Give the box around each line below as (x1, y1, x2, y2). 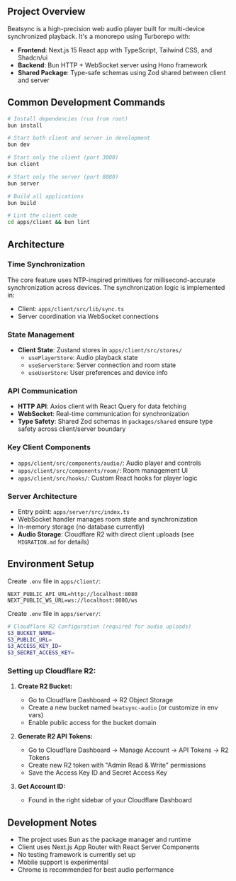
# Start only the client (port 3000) (7, 154, 119, 162)
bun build (7, 199, 37, 206)
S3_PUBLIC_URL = (7, 636, 52, 644)
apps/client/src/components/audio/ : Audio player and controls (17, 459, 201, 467)
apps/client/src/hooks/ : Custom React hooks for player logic (17, 473, 198, 482)
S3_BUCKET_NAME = (7, 629, 55, 636)
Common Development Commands (7, 96, 165, 108)
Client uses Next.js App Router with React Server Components (17, 843, 200, 851)
